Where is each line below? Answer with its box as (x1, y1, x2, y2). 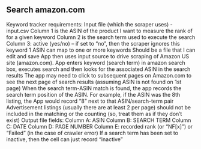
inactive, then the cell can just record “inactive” (6, 135, 123, 143)
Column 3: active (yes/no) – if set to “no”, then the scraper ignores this (6, 40, 180, 47)
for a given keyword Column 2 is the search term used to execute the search (6, 33, 196, 41)
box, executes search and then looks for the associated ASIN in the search (6, 65, 191, 73)
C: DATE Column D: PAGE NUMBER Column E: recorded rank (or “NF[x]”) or (6, 123, 193, 130)
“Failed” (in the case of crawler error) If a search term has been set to (6, 129, 179, 136)
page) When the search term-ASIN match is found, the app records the (6, 84, 182, 92)
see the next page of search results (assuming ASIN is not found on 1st (6, 78, 182, 85)
